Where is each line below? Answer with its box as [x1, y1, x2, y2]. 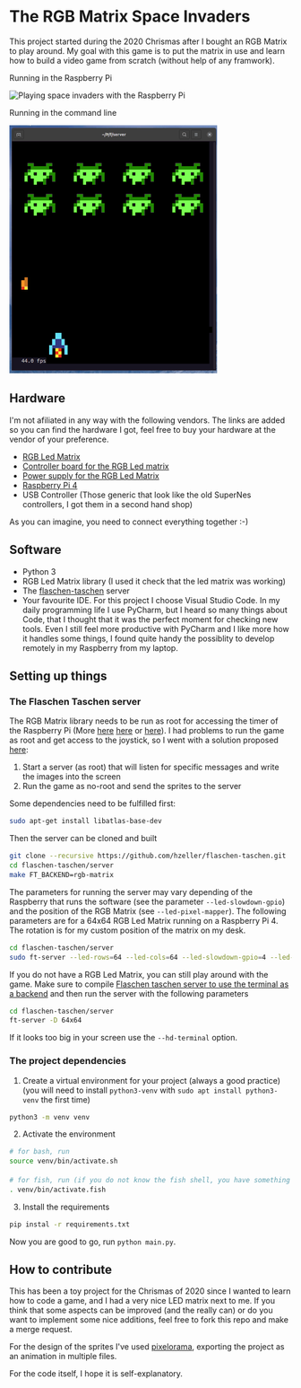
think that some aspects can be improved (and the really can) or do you [9, 1305, 273, 1316]
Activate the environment [21, 1129, 116, 1139]
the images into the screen [21, 771, 121, 782]
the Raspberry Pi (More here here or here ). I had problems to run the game [9, 725, 285, 736]
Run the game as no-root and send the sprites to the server [21, 781, 242, 792]
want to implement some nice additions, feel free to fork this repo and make [9, 1314, 289, 1325]
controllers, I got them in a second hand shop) [21, 498, 193, 509]
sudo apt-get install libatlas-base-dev [9, 817, 163, 826]
